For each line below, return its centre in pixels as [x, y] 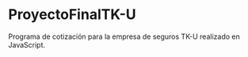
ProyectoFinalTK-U [72, 15]
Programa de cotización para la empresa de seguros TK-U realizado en [124, 36]
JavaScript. [27, 44]
